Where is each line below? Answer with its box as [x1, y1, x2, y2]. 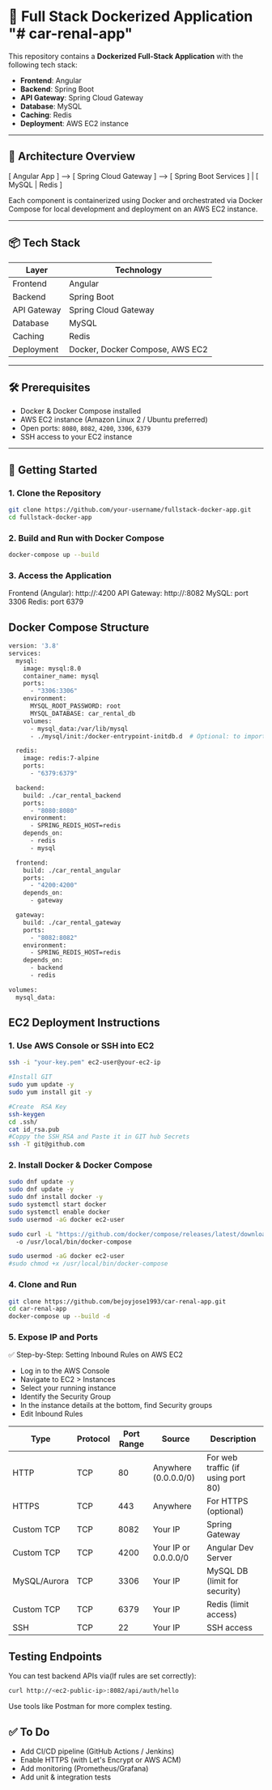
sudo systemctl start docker [8, 1201, 107, 1209]
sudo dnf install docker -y [8, 1193, 104, 1201]
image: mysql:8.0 [23, 664, 82, 673]
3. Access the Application [8, 570, 112, 581]
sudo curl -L [8, 1230, 53, 1238]
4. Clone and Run [8, 1279, 77, 1290]
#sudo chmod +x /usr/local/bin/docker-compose [8, 1260, 168, 1268]
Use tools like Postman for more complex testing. [8, 1702, 172, 1711]
